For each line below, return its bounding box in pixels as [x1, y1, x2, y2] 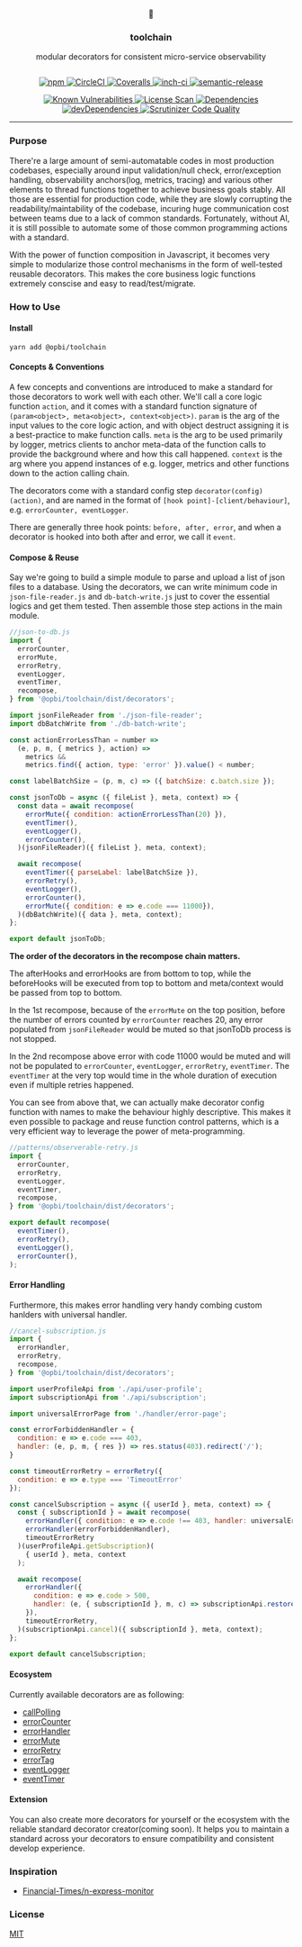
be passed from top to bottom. [9, 987, 123, 999]
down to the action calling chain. [9, 467, 130, 478]
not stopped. [9, 1034, 57, 1045]
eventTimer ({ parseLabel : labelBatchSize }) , [25, 868, 200, 877]
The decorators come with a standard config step [9, 484, 193, 495]
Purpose [9, 135, 48, 148]
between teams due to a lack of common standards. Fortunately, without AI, [9, 213, 290, 223]
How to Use [9, 300, 61, 312]
